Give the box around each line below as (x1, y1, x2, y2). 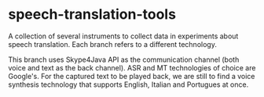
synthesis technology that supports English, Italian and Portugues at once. (8, 80, 249, 89)
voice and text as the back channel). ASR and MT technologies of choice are (8, 63, 256, 72)
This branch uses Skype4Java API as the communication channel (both (8, 55, 240, 64)
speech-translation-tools (8, 5, 177, 23)
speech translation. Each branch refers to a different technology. (8, 39, 218, 48)
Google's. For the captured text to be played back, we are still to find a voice (8, 71, 255, 81)
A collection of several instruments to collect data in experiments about (8, 31, 239, 41)
